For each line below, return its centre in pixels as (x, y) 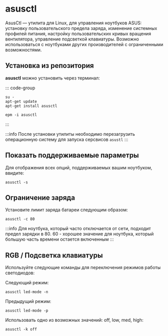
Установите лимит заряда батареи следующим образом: (67, 210)
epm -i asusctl (21, 115)
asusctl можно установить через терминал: (52, 78)
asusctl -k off (21, 329)
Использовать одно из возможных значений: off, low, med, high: (74, 320)
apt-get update (21, 101)
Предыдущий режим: (28, 302)
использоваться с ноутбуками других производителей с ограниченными (84, 44)
